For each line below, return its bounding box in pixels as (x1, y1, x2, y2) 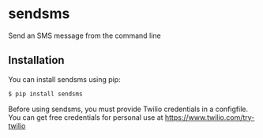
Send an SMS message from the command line (8, 31, 161, 40)
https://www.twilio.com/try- (164, 112, 255, 122)
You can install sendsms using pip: (8, 74, 121, 84)
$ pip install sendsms (8, 90, 83, 98)
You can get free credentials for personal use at (8, 112, 163, 122)
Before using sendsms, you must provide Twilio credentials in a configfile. (8, 104, 249, 114)
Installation (8, 54, 65, 67)
